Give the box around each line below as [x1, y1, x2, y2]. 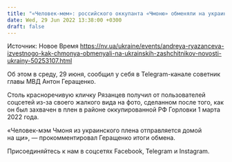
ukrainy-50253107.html [7, 57, 72, 65]
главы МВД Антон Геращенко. [7, 78, 97, 86]
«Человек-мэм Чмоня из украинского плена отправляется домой [7, 126, 202, 135]
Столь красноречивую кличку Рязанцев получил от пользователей [7, 91, 206, 99]
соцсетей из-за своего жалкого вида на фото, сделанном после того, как [7, 98, 224, 107]
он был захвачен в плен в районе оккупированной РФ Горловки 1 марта [7, 105, 221, 114]
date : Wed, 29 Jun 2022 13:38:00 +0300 [7, 17, 122, 24]
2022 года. [7, 113, 39, 121]
